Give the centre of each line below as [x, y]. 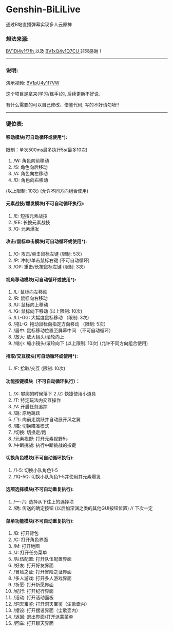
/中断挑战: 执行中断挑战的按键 [45, 445]
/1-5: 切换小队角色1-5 [35, 470]
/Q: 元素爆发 [26, 229]
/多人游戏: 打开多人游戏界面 [42, 578]
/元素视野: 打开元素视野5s [41, 439]
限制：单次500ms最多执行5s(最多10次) [47, 150]
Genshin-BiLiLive [43, 10]
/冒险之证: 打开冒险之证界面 [42, 572]
